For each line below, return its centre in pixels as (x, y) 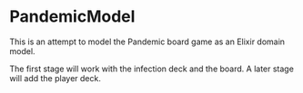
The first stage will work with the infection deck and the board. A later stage (151, 69)
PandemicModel (72, 17)
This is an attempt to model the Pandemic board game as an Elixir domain (147, 42)
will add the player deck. (56, 78)
